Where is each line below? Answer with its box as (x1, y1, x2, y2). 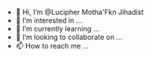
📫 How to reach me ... (15, 42, 89, 50)
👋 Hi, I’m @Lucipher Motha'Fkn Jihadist (15, 8, 144, 16)
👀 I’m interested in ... (15, 16, 83, 25)
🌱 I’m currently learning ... (15, 24, 100, 33)
